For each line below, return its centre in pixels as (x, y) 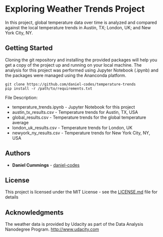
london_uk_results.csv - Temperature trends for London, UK (72, 128)
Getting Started (29, 48)
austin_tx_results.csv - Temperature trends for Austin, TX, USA (75, 112)
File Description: (21, 97)
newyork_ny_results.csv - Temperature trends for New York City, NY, (81, 133)
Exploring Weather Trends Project (75, 9)
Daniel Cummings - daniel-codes (46, 165)
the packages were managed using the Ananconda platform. (66, 75)
